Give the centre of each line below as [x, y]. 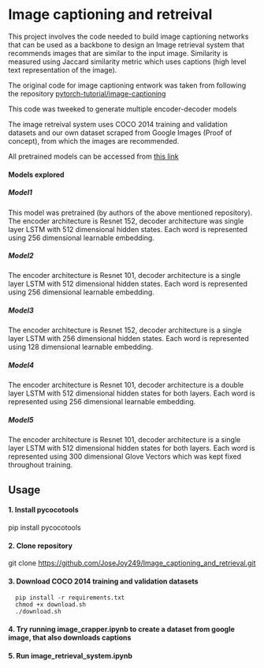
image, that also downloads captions [70, 637]
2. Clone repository [41, 546]
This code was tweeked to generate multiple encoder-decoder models [123, 109]
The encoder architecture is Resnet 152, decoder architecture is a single [125, 330]
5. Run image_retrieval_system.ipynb [70, 655]
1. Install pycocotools [43, 510]
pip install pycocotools [45, 527]
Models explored [36, 175]
